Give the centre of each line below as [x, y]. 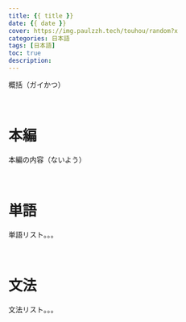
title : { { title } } [41, 16]
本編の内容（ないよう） [47, 159]
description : [30, 61]
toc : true [25, 53]
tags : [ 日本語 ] [32, 46]
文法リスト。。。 [33, 309]
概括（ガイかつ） [37, 85]
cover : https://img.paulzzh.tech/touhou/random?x [93, 31]
